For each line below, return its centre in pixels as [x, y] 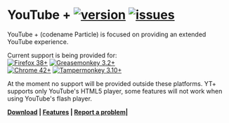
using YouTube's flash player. [50, 99]
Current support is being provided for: [62, 55]
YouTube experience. [38, 41]
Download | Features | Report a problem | [68, 112]
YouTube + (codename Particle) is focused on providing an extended [107, 34]
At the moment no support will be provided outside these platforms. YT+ [112, 83]
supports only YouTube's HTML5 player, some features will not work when [115, 91]
